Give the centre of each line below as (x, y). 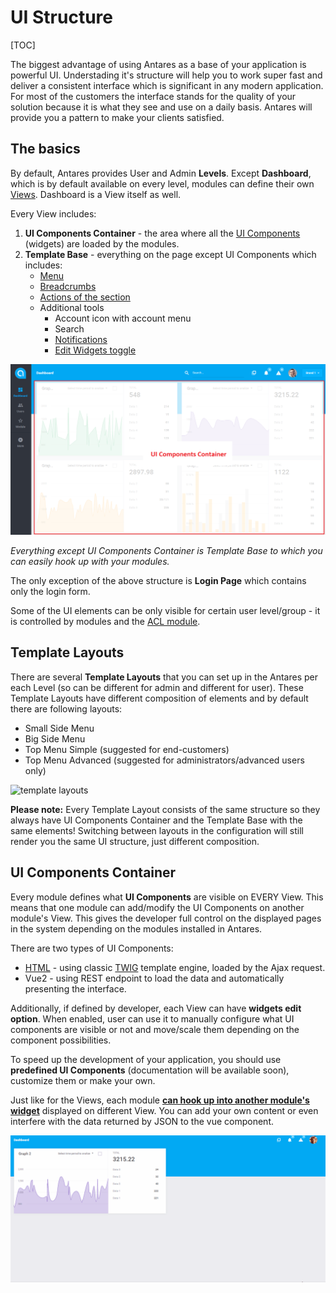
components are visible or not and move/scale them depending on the (155, 1029)
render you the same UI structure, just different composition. (135, 841)
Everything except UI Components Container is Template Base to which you (166, 550)
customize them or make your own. (83, 1080)
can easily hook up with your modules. (90, 561)
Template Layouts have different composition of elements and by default (159, 698)
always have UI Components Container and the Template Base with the (156, 820)
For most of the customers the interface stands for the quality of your (153, 96)
